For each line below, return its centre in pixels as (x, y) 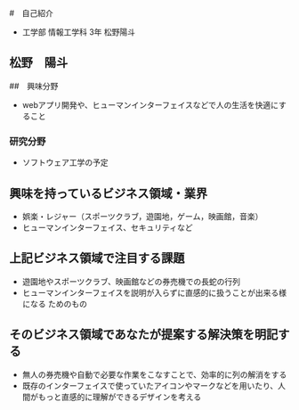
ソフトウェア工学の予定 (65, 162)
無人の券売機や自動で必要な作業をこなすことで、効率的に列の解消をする (154, 374)
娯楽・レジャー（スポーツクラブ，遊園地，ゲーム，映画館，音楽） (142, 216)
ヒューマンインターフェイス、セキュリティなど (107, 227)
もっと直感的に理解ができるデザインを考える (120, 397)
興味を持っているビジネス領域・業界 (108, 193)
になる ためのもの (54, 303)
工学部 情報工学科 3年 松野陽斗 (79, 32)
